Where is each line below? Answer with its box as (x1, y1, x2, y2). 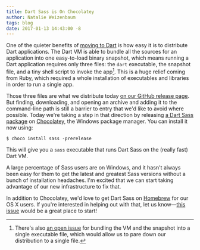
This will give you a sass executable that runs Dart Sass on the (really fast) (6, 146, 189, 153)
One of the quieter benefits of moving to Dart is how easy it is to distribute (6, 42, 188, 49)
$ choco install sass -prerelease (6, 135, 92, 141)
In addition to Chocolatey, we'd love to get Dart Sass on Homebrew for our (6, 195, 189, 202)
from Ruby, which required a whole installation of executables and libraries (6, 74, 189, 81)
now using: (6, 124, 33, 131)
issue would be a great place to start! (6, 207, 97, 214)
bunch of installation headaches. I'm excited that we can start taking (6, 177, 174, 184)
